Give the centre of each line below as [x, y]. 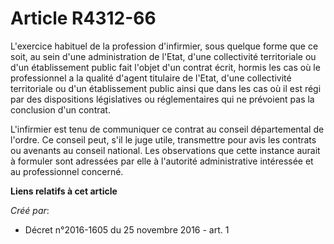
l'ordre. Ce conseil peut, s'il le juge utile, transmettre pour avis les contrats [163, 139]
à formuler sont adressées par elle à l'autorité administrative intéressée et [162, 161]
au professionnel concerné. [67, 171]
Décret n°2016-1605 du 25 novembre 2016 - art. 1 [127, 229]
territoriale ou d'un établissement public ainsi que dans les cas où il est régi [166, 88]
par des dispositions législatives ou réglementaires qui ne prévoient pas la [162, 99]
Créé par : [30, 210]
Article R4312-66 [83, 18]
